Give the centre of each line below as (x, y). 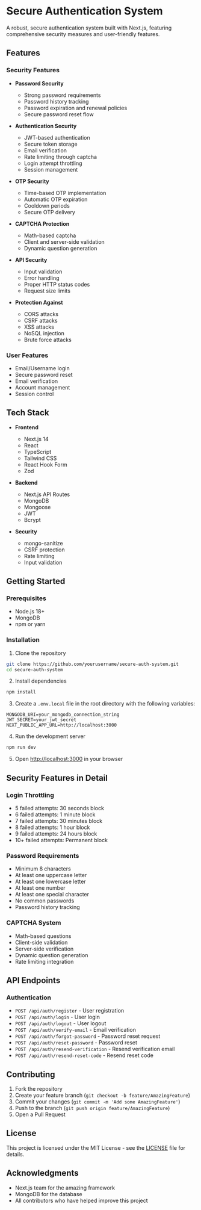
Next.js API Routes (47, 494)
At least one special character (52, 895)
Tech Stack (28, 413)
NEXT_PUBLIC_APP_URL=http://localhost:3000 (62, 725)
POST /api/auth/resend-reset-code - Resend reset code (84, 1055)
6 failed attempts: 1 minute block (55, 814)
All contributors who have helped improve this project (82, 1200)
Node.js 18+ (30, 612)
